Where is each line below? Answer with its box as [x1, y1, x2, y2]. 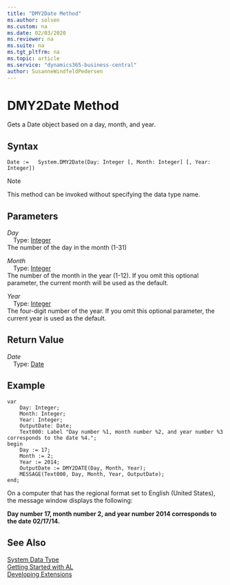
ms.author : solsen [7, 17, 60, 23]
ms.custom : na [7, 23, 48, 30]
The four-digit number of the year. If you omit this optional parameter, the [7, 307, 215, 315]
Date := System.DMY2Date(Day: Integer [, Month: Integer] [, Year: [7, 159, 211, 166]
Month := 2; [19, 452, 54, 459]
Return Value [7, 334, 64, 346]
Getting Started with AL [7, 562, 74, 570]
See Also [7, 537, 46, 549]
